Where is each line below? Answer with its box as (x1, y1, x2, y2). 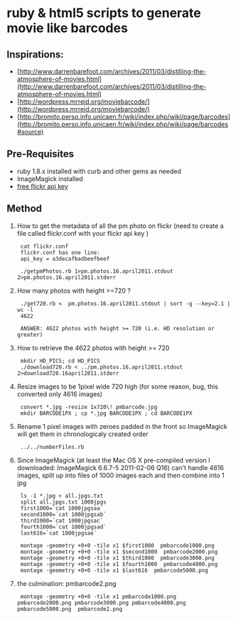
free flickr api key (16, 182, 69, 190)
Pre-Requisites (6, 148, 75, 161)
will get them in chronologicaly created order (16, 430, 148, 438)
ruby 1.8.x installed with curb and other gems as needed (16, 167, 182, 175)
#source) (16, 128, 44, 136)
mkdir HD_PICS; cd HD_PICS (20, 357, 100, 364)
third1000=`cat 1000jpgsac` (20, 517, 104, 524)
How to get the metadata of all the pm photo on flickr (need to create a (16, 222, 225, 230)
